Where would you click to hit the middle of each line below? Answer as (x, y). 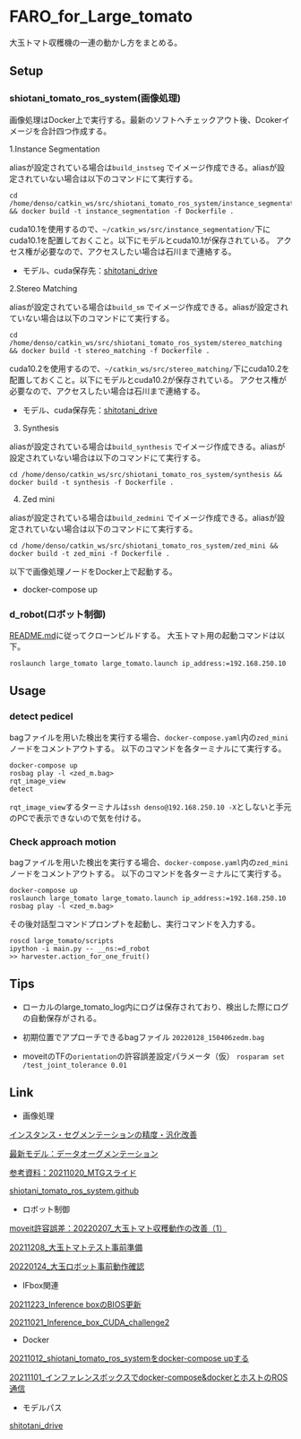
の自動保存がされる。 (61, 1018)
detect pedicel (41, 716)
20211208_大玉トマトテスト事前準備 (76, 1247)
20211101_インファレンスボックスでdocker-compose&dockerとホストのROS (149, 1377)
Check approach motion (63, 842)
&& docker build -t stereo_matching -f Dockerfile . (110, 351)
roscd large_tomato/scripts (62, 941)
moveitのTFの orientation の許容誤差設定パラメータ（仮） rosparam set (153, 1056)
